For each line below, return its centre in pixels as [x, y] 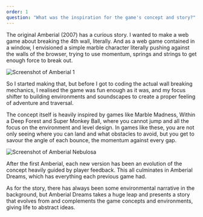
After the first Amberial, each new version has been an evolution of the [94, 163]
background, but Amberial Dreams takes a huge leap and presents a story [98, 194]
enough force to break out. [40, 60]
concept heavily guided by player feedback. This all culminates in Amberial [100, 170]
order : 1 [17, 12]
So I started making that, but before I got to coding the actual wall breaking [99, 83]
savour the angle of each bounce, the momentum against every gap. [92, 140]
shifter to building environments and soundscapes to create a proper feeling [101, 96]
